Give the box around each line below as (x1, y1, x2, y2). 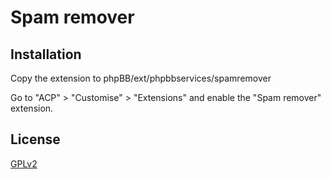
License (10, 131, 61, 148)
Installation (10, 46, 82, 63)
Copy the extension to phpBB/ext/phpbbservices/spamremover (10, 72, 272, 84)
